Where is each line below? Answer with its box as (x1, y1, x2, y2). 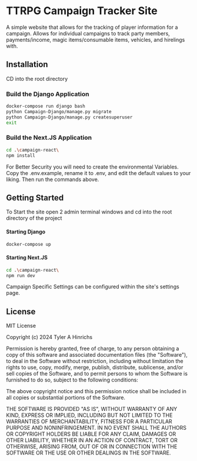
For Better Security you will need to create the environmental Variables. (6, 163, 179, 170)
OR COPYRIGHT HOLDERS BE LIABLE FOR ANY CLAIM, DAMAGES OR (6, 430, 176, 437)
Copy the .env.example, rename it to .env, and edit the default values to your (6, 169, 191, 176)
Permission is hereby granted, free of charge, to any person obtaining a (6, 345, 179, 352)
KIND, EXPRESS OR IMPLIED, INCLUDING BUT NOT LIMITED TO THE (6, 411, 173, 419)
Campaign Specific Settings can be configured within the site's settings (6, 283, 179, 290)
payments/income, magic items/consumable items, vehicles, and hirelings (6, 36, 185, 43)
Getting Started (6, 193, 64, 203)
